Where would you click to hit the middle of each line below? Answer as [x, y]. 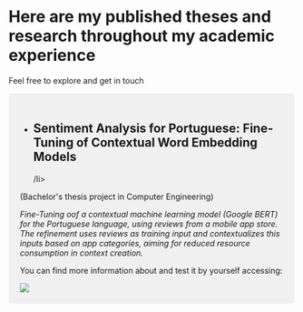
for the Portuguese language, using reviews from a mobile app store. [149, 224]
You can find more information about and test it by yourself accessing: [151, 270]
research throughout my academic [142, 36]
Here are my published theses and [140, 17]
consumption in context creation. [82, 253]
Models [55, 157]
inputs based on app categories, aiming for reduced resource [135, 243]
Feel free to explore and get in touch [76, 80]
